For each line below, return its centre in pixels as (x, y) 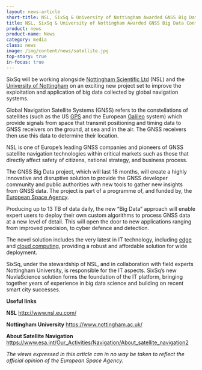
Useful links (22, 301)
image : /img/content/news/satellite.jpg (58, 51)
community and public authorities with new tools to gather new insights (95, 184)
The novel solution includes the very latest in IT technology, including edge (99, 239)
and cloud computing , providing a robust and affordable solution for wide (97, 246)
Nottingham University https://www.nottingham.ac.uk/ (75, 324)
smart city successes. (33, 290)
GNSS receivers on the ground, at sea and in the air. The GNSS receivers (96, 129)
